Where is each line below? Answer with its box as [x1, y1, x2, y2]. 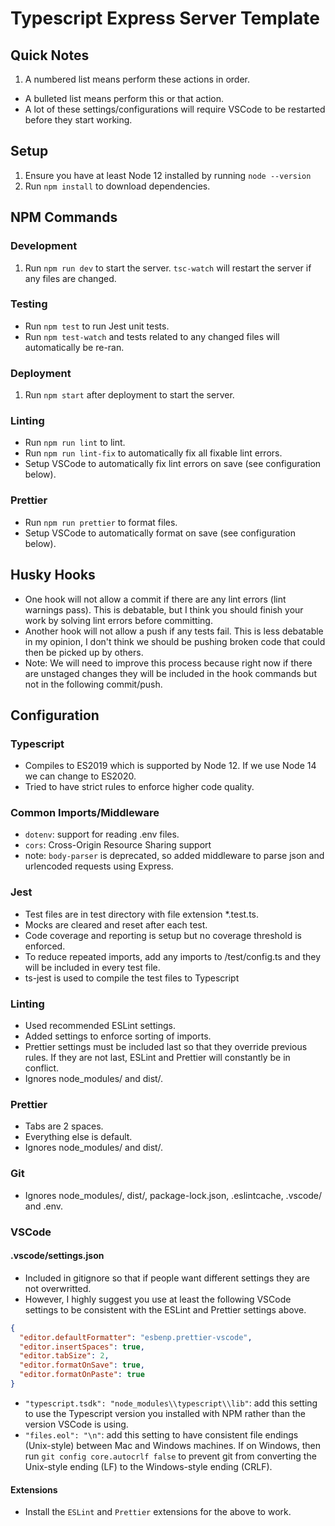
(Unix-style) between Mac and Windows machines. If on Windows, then [24, 1439, 322, 1451]
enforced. [24, 940, 66, 952]
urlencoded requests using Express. [24, 860, 174, 872]
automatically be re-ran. [24, 341, 125, 353]
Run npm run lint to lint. [24, 437, 126, 449]
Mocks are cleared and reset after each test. [24, 918, 208, 931]
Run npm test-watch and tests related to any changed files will [24, 330, 280, 342]
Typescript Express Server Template [10, 7, 320, 30]
